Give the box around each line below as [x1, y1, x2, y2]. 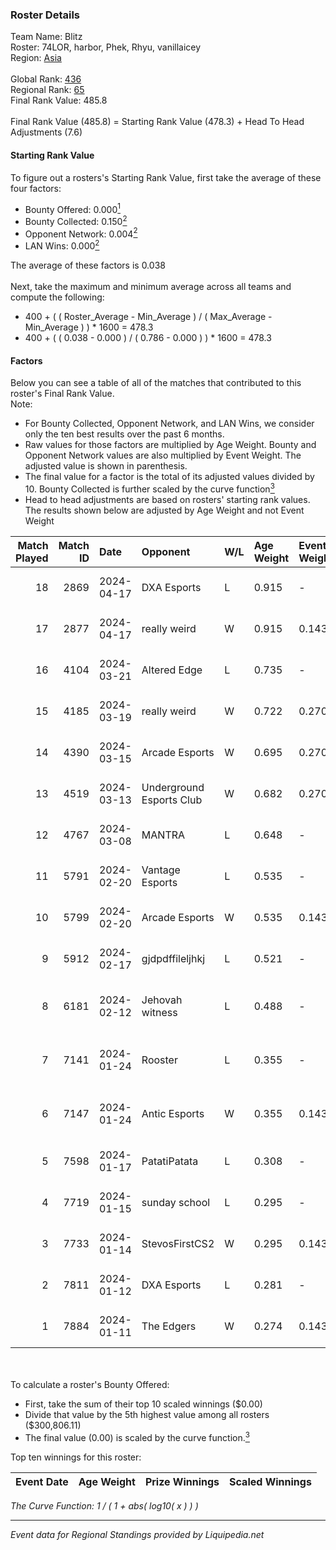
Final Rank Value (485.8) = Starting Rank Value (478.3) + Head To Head [10, 116, 305, 128]
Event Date [15, 1474, 69, 1488]
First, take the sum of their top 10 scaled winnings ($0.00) [24, 1398, 263, 1410]
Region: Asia [10, 52, 62, 64]
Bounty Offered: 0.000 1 [24, 201, 121, 215]
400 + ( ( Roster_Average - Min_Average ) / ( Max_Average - [24, 311, 273, 323]
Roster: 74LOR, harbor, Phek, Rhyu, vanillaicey [10, 41, 202, 53]
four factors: [10, 182, 62, 194]
